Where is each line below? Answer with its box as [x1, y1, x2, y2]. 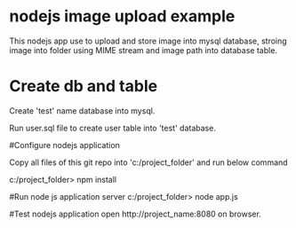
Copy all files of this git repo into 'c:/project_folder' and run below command [9, 157, 288, 168]
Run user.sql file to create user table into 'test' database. [9, 122, 216, 133]
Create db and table [9, 76, 158, 97]
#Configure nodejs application [9, 139, 120, 150]
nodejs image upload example [9, 6, 236, 27]
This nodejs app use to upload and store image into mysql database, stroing [9, 35, 287, 46]
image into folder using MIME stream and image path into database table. [9, 44, 278, 55]
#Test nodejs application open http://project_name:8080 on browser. [9, 208, 262, 219]
